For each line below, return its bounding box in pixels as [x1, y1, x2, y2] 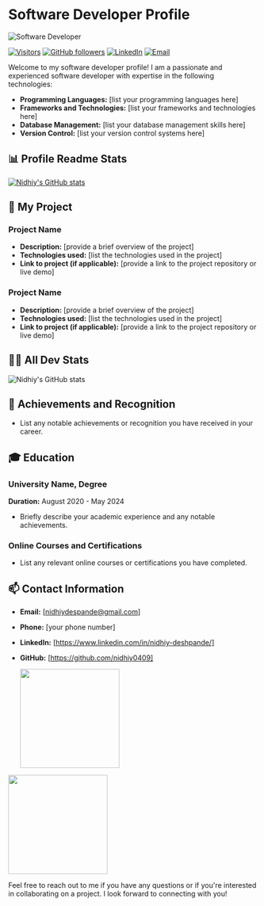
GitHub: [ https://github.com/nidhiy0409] [19, 653, 154, 663]
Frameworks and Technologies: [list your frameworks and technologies [19, 103, 256, 113]
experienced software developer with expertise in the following [8, 71, 214, 80]
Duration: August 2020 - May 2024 [8, 497, 124, 507]
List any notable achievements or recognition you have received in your [19, 419, 254, 428]
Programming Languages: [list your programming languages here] [19, 94, 239, 104]
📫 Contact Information [8, 582, 124, 595]
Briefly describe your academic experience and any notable [19, 512, 216, 522]
